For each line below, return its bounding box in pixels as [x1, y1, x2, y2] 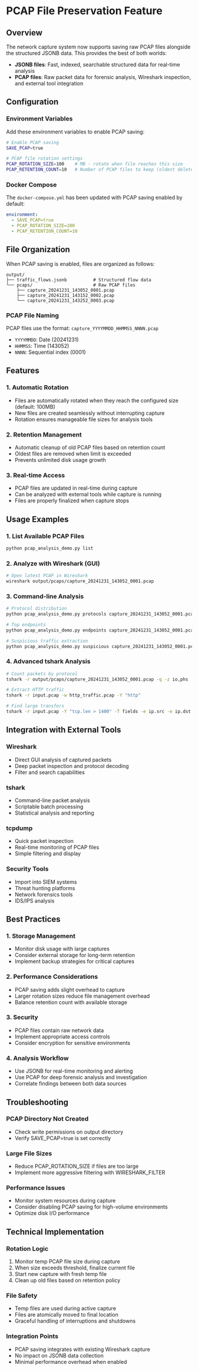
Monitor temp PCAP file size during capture [14, 1258, 120, 1265]
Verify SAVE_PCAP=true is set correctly [14, 1134, 111, 1141]
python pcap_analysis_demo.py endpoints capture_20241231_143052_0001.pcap [6, 627, 196, 633]
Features [6, 366, 39, 376]
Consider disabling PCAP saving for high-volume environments [14, 1203, 168, 1210]
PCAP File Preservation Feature [6, 4, 163, 18]
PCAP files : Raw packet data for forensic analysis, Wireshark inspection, [14, 74, 192, 80]
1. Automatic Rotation [6, 383, 69, 392]
